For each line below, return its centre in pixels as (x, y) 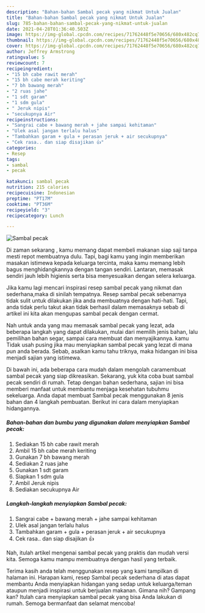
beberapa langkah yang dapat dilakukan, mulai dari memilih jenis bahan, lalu (102, 332)
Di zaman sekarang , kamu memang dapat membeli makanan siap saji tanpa (102, 250)
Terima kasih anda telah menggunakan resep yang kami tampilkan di (92, 571)
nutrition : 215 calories (38, 187)
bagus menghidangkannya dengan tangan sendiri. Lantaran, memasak (95, 269)
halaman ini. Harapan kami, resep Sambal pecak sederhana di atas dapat (98, 578)
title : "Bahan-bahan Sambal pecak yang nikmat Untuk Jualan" (86, 18)
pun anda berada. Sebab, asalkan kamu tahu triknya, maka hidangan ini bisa (102, 352)
